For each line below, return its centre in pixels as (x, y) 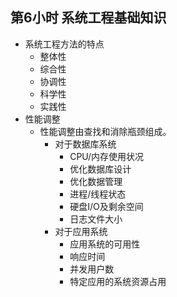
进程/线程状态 (98, 194)
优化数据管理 (96, 181)
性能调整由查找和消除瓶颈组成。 (105, 131)
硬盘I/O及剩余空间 (106, 206)
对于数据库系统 (85, 144)
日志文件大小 (96, 219)
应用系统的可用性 (105, 244)
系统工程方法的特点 (64, 44)
